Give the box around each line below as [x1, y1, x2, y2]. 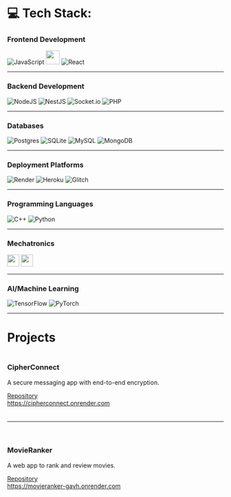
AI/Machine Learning [7, 283, 79, 293]
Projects [7, 330, 56, 346]
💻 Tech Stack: [7, 5, 92, 21]
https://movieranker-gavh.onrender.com [7, 482, 121, 490]
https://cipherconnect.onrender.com [7, 399, 110, 407]
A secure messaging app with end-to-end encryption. [7, 378, 159, 386]
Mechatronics [7, 239, 55, 248]
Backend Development [7, 82, 85, 91]
